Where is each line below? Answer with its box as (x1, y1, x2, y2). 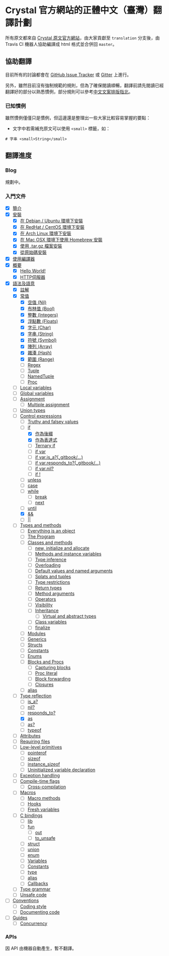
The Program (27, 533, 55, 539)
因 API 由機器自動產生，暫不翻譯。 (5, 945, 77, 951)
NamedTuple (27, 373, 54, 379)
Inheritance (35, 607, 59, 613)
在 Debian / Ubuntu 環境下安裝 (20, 218, 83, 224)
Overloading (35, 562, 61, 568)
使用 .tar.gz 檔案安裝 (20, 243, 62, 249)
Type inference (35, 556, 67, 562)
